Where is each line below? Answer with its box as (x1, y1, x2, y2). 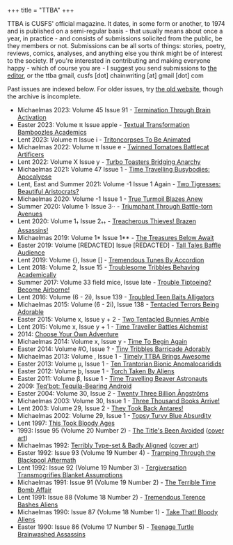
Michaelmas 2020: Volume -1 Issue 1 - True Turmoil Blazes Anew (17, 195, 203, 203)
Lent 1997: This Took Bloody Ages (17, 419, 115, 427)
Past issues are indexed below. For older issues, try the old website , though (7, 85, 224, 93)
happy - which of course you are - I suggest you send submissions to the (7, 64, 218, 72)
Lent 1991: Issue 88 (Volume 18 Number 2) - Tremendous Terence (17, 493, 206, 501)
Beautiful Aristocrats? (17, 188, 79, 195)
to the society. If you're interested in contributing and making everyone (7, 57, 211, 65)
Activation (17, 113, 47, 121)
